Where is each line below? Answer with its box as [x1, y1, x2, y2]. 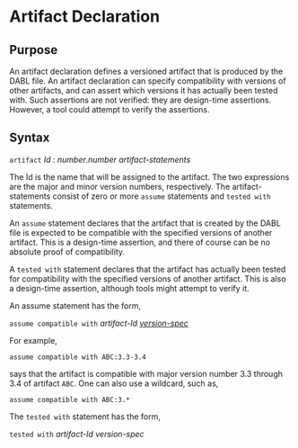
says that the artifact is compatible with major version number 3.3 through [9, 368, 284, 379]
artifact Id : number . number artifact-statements [9, 154, 191, 165]
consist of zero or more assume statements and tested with [52, 191, 271, 202]
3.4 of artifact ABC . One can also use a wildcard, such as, [9, 378, 219, 389]
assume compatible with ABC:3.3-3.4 [9, 353, 146, 362]
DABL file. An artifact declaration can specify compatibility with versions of [9, 76, 286, 86]
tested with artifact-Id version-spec [9, 428, 145, 439]
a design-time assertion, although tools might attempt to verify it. [9, 282, 250, 293]
